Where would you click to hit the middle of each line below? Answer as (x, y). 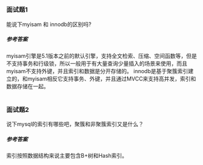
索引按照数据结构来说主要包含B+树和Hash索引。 (67, 156)
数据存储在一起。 (28, 86)
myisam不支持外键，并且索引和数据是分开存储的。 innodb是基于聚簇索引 (97, 71)
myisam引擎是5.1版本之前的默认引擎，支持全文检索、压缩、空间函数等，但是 (102, 55)
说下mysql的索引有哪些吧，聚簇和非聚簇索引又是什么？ (75, 124)
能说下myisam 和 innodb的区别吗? (49, 24)
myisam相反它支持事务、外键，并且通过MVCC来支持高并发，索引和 (112, 79)
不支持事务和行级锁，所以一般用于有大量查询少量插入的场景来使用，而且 (97, 63)
